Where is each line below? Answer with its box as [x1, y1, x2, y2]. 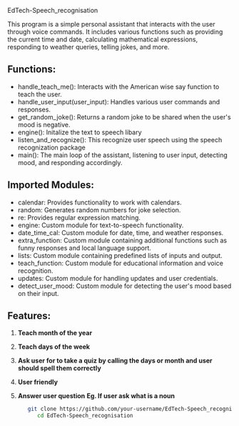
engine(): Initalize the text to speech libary [17, 128, 142, 137]
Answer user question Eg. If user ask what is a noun [17, 392, 176, 400]
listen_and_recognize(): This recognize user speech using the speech [17, 135, 223, 144]
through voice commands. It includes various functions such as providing [7, 28, 223, 36]
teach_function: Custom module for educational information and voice [17, 259, 223, 267]
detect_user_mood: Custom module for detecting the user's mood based [17, 282, 232, 290]
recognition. [17, 266, 54, 274]
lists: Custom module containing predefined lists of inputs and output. [17, 251, 223, 259]
